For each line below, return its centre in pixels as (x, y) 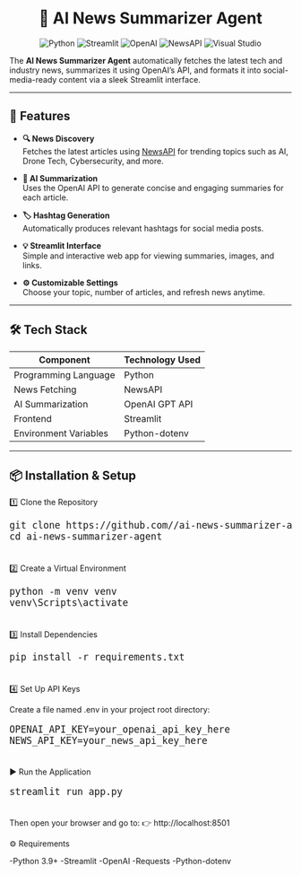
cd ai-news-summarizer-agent (86, 537)
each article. (45, 197)
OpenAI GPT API (159, 404)
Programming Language (64, 374)
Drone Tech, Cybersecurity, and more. (93, 161)
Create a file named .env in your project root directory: (110, 710)
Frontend (33, 418)
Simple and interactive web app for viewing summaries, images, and (148, 256)
